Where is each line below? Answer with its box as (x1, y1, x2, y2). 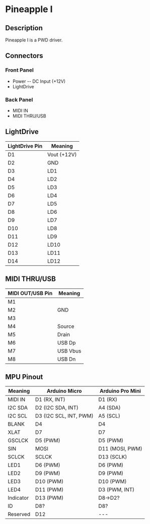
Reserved (8, 511, 31, 518)
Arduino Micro (47, 387, 82, 394)
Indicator (8, 494, 29, 501)
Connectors (5, 51, 44, 60)
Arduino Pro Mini (100, 387, 141, 394)
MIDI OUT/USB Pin (8, 289, 53, 297)
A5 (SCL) (98, 413, 121, 420)
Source (57, 323, 74, 330)
